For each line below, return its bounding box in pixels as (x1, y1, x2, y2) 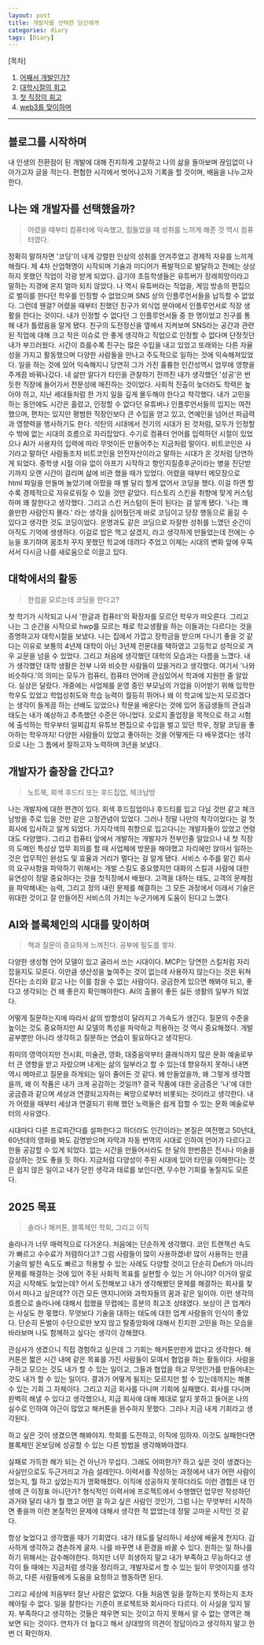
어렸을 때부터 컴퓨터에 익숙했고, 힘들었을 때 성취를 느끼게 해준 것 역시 (27, 225, 240, 234)
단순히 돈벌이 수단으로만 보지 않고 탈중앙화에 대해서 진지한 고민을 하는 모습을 (18, 1318, 254, 1328)
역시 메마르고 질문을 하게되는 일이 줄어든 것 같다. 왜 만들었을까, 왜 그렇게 (8, 1070, 230, 1079)
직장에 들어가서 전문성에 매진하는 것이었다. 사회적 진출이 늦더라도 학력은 (22, 379, 244, 389)
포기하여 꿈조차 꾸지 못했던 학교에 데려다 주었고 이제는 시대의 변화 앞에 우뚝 (22, 537, 254, 546)
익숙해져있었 (214, 350, 254, 359)
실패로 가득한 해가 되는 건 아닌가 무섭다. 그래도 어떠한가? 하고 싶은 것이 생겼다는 (8, 1457, 253, 1467)
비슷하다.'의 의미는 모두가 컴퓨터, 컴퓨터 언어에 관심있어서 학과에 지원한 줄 (8, 671, 234, 680)
